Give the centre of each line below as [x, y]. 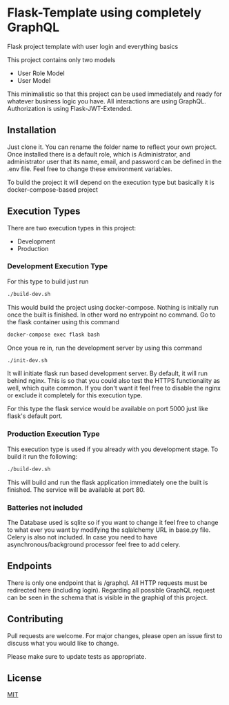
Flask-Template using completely [104, 13]
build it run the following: [42, 456]
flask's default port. [35, 416]
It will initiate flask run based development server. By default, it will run [108, 373]
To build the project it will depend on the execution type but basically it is [111, 182]
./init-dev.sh [28, 360]
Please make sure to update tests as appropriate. [77, 656]
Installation [32, 130]
